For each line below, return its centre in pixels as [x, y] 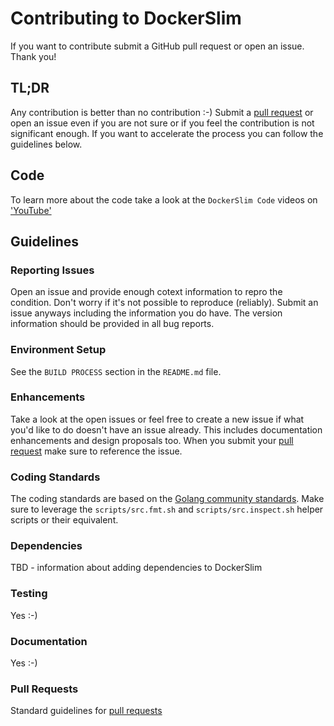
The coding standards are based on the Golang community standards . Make [167, 499]
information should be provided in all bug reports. [112, 324]
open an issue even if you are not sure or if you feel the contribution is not [162, 123]
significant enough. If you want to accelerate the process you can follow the [167, 133]
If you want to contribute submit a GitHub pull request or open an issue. [157, 46]
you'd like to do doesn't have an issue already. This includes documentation [166, 429]
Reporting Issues [52, 270]
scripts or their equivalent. [64, 520]
